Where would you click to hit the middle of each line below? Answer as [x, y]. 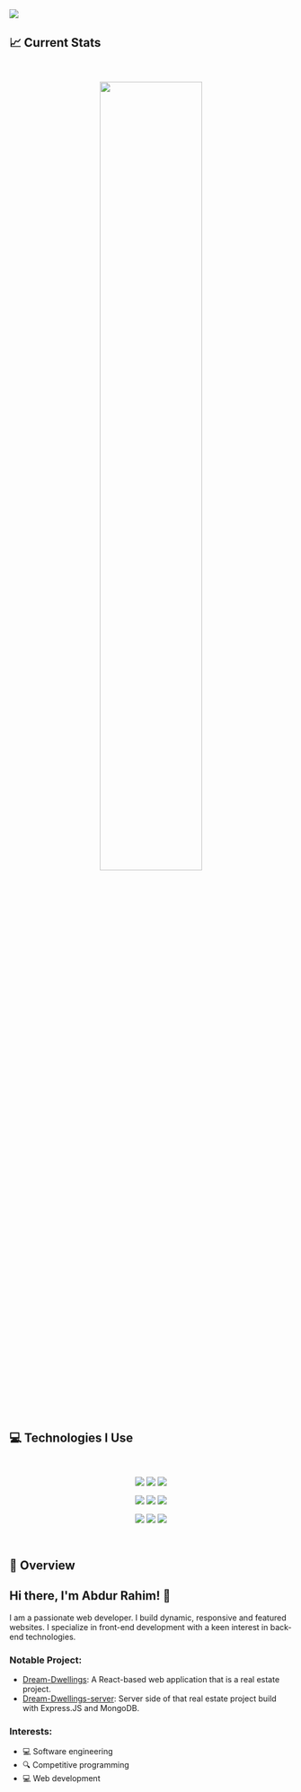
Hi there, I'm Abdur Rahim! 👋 [90, 1596]
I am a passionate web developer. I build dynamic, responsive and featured [148, 1618]
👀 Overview [42, 1566]
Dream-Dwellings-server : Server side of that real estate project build [149, 1699]
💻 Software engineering [68, 1752]
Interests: [31, 1732]
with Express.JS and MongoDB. [81, 1708]
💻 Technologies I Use [71, 1438]
